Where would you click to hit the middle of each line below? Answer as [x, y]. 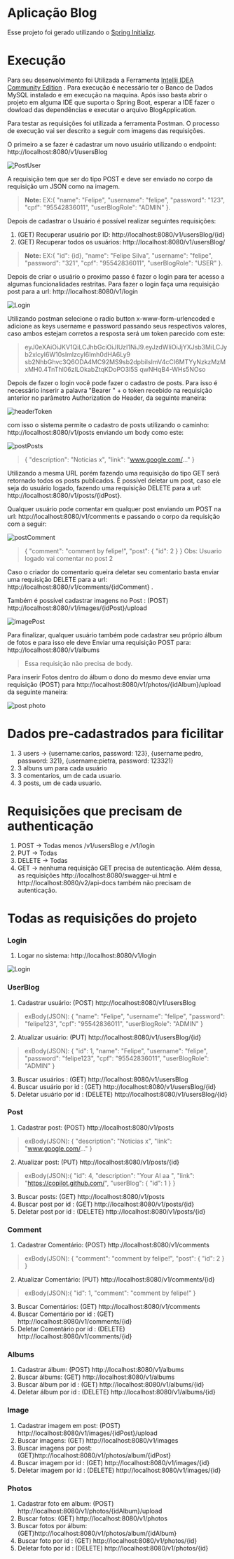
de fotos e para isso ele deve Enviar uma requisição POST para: [99, 642]
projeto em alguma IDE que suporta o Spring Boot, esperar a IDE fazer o [111, 102]
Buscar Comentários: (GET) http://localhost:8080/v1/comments [109, 1307]
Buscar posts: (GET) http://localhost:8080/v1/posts [91, 1196]
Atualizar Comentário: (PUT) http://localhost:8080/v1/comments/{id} [116, 1280]
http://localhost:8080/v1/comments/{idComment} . [80, 587]
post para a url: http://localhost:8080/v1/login [73, 291]
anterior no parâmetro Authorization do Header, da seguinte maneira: [107, 398]
